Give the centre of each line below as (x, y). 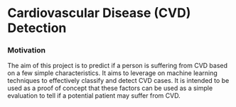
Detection (37, 28)
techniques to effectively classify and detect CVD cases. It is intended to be (118, 81)
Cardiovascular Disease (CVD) (99, 13)
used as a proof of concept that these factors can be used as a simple (110, 88)
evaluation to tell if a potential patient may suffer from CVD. (94, 96)
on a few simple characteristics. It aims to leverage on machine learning (113, 73)
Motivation (27, 50)
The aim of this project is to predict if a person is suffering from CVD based (118, 66)
